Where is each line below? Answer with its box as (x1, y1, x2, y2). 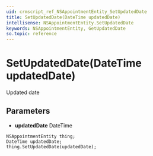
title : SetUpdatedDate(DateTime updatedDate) (6, 14, 120, 20)
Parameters (6, 106, 50, 116)
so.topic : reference (6, 31, 58, 37)
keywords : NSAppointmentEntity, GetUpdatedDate (6, 25, 126, 32)
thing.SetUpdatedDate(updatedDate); (6, 143, 97, 149)
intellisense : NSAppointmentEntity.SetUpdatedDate (6, 20, 134, 26)
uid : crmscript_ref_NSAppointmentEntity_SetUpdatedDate (6, 8, 147, 15)
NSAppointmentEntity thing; (6, 133, 76, 139)
